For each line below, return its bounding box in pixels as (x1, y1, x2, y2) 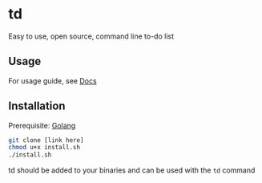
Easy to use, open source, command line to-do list (8, 31, 175, 41)
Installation (8, 100, 66, 113)
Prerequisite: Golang (8, 120, 76, 130)
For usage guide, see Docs (8, 75, 98, 85)
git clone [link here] (8, 136, 84, 144)
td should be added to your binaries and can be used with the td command (8, 165, 256, 175)
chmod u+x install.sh (8, 144, 81, 152)
